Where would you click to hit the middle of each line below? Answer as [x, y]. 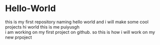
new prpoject [18, 37]
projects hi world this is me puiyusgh [42, 27]
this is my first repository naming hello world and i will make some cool [77, 22]
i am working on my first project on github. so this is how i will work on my [80, 32]
